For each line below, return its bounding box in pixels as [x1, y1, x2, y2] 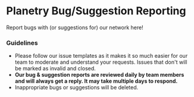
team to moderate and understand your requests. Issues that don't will [14, 58, 187, 66]
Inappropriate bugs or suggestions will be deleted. [14, 84, 139, 91]
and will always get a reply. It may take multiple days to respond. [14, 77, 178, 85]
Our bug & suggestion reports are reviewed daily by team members [14, 71, 184, 79]
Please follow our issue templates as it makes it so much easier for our [14, 52, 188, 60]
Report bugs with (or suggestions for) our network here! [6, 24, 144, 31]
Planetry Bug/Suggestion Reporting [6, 4, 186, 18]
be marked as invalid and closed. [14, 65, 96, 72]
